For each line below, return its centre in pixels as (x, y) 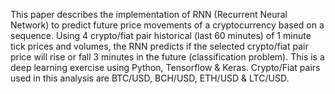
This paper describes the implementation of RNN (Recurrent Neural (149, 14)
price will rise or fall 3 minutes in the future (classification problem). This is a (167, 57)
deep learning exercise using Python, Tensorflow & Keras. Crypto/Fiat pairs (165, 67)
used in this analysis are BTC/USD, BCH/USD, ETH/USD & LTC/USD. (150, 78)
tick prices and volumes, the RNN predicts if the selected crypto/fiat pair (159, 46)
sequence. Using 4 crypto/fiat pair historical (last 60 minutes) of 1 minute (161, 35)
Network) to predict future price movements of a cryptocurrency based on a (167, 25)
